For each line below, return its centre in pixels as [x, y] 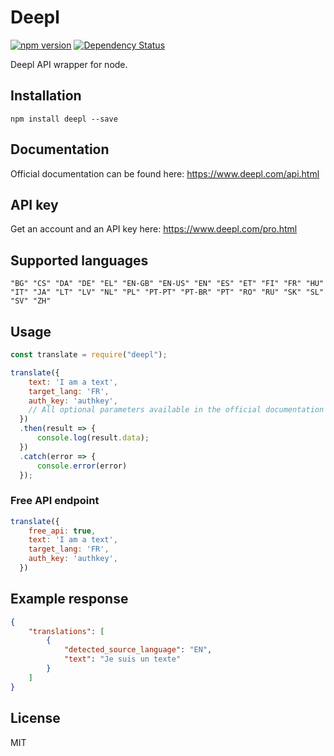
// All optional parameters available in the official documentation [176, 410]
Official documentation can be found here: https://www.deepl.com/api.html [165, 173]
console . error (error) [82, 466]
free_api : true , [62, 531]
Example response [69, 599]
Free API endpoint [55, 501]
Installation [46, 96]
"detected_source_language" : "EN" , [138, 650]
